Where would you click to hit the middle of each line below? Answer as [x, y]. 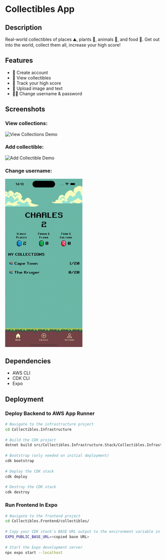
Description [23, 28]
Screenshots [25, 109]
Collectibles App [40, 9]
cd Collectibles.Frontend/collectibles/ [47, 521]
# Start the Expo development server [44, 547]
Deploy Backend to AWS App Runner [50, 413]
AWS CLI [21, 373]
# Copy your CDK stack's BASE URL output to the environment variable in [83, 532]
